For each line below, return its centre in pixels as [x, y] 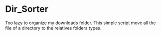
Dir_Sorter [27, 9]
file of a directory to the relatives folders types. [53, 28]
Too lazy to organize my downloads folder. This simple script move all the [80, 23]
